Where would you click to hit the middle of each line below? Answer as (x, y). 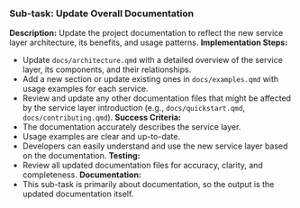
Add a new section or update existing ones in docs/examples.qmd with (150, 79)
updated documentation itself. (78, 194)
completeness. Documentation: (82, 175)
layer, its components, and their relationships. (107, 69)
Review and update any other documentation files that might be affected (156, 98)
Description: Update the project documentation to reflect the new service (146, 33)
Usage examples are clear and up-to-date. (101, 137)
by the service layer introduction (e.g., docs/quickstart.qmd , (134, 108)
